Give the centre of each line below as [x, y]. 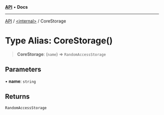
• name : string [20, 81]
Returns [18, 97]
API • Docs [16, 7]
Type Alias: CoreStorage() [59, 41]
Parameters [23, 69]
